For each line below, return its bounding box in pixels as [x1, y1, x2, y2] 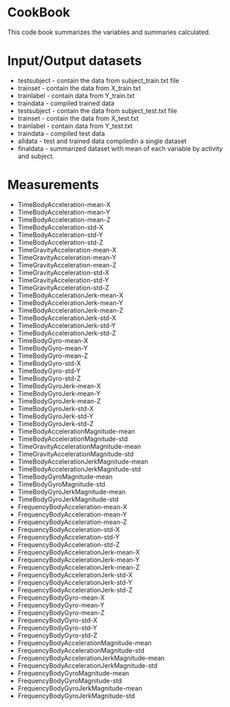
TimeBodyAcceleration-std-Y [17, 230, 103, 239]
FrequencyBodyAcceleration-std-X [17, 525, 120, 533]
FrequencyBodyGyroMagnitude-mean [17, 669, 130, 677]
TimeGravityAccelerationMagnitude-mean [17, 442, 141, 450]
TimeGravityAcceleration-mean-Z [17, 260, 117, 269]
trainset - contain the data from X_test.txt [17, 114, 139, 122]
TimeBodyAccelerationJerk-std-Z [17, 329, 116, 337]
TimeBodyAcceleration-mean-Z [17, 215, 111, 224]
